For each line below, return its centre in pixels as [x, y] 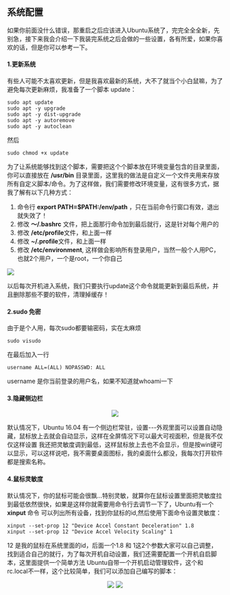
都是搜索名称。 [28, 462]
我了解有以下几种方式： [40, 192]
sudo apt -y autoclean [39, 127]
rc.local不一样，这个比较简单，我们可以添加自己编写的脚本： [92, 571]
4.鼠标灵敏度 [25, 479]
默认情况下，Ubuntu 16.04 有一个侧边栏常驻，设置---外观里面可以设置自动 [112, 428]
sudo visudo [24, 341]
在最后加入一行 [28, 355]
